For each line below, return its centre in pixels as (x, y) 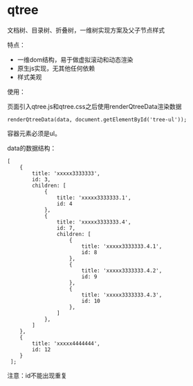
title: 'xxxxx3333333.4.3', (122, 295)
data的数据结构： (32, 148)
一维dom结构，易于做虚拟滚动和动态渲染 (75, 59)
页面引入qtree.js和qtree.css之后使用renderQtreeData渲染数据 (94, 106)
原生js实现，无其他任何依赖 (56, 68)
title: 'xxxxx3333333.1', (94, 198)
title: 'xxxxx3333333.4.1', (122, 246)
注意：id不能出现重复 (37, 375)
